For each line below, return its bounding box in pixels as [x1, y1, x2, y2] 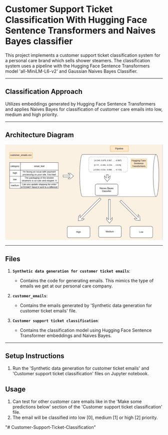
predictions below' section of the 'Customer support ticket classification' [12, 403, 162, 410]
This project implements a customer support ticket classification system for [5, 52, 160, 58]
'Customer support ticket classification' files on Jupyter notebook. [12, 370, 149, 376]
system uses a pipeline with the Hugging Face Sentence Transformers [5, 63, 150, 69]
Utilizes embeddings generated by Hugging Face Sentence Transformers [5, 100, 156, 106]
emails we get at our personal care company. [19, 283, 113, 289]
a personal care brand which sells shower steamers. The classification [5, 57, 150, 63]
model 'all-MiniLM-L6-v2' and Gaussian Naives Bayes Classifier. [5, 68, 138, 74]
